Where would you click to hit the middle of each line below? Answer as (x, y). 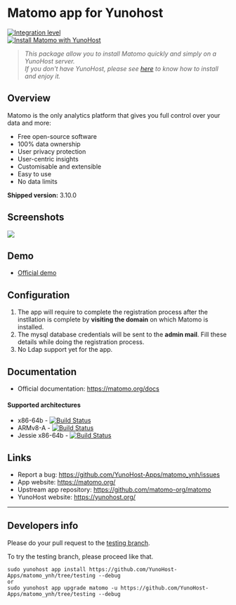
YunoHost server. (50, 61)
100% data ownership (49, 144)
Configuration (39, 295)
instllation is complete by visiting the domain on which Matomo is (113, 319)
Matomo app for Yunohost (85, 13)
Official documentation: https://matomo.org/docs (88, 389)
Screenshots (36, 218)
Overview (29, 98)
